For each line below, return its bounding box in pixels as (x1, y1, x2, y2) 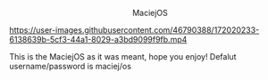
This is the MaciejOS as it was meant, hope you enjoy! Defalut (9, 52, 237, 61)
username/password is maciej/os (9, 61, 132, 71)
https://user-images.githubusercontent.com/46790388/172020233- (9, 25, 260, 35)
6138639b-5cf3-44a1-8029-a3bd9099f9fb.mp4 (9, 35, 188, 44)
